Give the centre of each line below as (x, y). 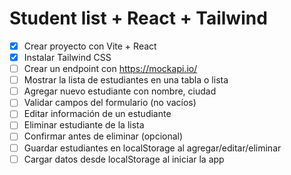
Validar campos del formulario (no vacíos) (110, 103)
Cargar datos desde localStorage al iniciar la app (124, 159)
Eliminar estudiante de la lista (84, 125)
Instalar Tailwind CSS (67, 57)
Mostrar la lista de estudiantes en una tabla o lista (126, 80)
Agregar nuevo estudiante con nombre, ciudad (120, 91)
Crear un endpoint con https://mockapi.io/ (110, 69)
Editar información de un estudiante (97, 114)
